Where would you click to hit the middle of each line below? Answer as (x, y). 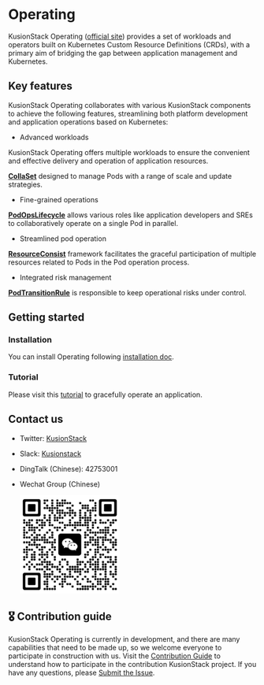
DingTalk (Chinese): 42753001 (69, 468)
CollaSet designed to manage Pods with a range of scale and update (120, 176)
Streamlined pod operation (63, 239)
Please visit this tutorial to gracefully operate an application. (105, 394)
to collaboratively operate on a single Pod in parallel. (93, 223)
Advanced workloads (54, 137)
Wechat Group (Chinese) (60, 484)
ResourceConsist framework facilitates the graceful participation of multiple (132, 254)
